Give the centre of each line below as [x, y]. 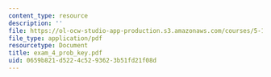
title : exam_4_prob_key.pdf [56, 53]
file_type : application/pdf [56, 38]
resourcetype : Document [48, 46]
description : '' [35, 23]
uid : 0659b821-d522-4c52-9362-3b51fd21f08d [83, 61]
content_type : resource [48, 16]
